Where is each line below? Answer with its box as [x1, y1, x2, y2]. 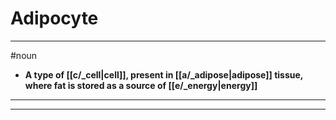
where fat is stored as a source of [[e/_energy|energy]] [24, 79, 258, 91]
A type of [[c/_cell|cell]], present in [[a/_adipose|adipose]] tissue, [24, 68, 304, 81]
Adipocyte [10, 7, 99, 30]
